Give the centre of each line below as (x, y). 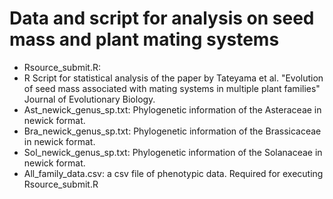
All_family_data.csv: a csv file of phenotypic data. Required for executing (173, 173)
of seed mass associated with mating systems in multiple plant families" (172, 88)
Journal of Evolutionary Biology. (89, 99)
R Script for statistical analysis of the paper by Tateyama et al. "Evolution (173, 78)
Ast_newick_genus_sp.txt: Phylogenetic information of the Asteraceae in (172, 109)
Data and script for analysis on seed (162, 18)
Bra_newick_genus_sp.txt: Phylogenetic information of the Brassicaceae (172, 131)
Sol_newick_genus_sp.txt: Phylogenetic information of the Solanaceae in (173, 152)
